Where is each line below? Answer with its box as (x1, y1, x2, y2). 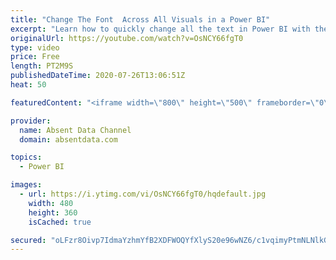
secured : (10, 235, 47, 245)
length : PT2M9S (10, 61, 74, 71)
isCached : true (28, 217, 92, 227)
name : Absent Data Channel (19, 125, 132, 135)
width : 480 (28, 198, 74, 208)
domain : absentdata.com (19, 134, 118, 145)
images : (10, 180, 43, 190)
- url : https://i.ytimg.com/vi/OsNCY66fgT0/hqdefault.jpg (19, 189, 267, 199)
